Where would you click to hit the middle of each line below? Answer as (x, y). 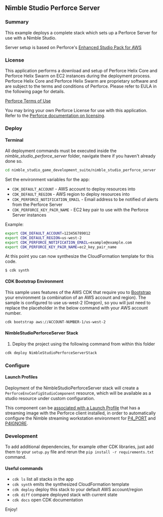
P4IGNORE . (17, 423)
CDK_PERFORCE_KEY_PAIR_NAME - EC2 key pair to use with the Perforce (80, 209)
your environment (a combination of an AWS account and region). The (76, 297)
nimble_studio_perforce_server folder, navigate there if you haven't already (80, 156)
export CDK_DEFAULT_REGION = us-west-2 (43, 238)
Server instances (29, 215)
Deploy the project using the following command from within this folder (83, 344)
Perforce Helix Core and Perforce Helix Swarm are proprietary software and (81, 81)
